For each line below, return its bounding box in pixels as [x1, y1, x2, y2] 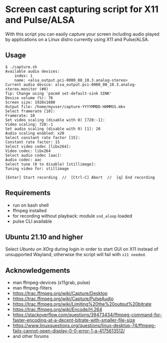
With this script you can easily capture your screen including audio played [5, 31, 159, 37]
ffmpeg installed [12, 207, 47, 213]
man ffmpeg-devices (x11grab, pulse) [12, 279, 91, 286]
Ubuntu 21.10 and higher [5, 232, 83, 241]
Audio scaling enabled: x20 [5, 130, 65, 136]
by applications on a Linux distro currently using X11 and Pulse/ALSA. [5, 36, 149, 42]
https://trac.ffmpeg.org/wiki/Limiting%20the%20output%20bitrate [12, 301, 152, 307]
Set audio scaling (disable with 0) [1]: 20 [5, 126, 101, 131]
